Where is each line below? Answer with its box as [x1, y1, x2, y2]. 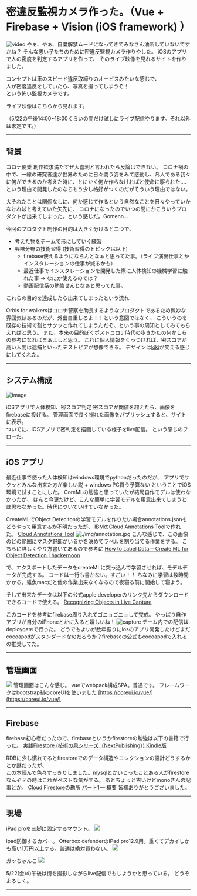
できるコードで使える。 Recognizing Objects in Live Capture [6, 598, 152, 606]
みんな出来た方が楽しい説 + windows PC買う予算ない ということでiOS [21, 481, 191, 488]
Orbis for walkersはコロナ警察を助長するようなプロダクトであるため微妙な [6, 307, 186, 314]
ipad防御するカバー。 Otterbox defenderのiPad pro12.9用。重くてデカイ [6, 837, 180, 844]
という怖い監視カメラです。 [6, 89, 73, 97]
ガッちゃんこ [6, 857, 37, 864]
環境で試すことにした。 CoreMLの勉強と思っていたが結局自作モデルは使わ [6, 489, 186, 496]
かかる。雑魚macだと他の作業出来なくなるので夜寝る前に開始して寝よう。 [6, 579, 186, 586]
